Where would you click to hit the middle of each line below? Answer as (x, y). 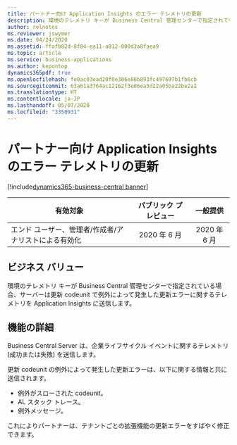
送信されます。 (29, 378)
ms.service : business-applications (60, 60)
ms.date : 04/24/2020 (38, 40)
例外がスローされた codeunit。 (62, 393)
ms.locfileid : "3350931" (44, 112)
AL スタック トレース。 (51, 402)
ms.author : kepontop (38, 66)
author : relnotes (33, 27)
